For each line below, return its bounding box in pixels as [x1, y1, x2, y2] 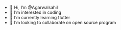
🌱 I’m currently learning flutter [9, 15, 71, 20]
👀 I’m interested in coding [9, 10, 62, 15]
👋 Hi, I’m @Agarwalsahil [9, 5, 58, 10]
